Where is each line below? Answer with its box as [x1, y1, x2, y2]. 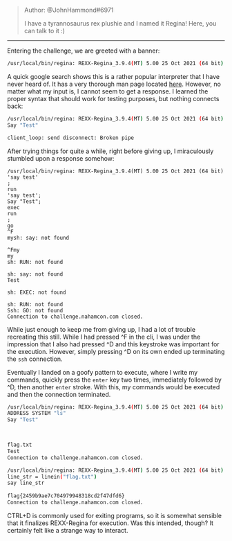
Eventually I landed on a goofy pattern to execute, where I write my [7, 368, 198, 376]
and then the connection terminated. [7, 390, 111, 398]
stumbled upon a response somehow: [7, 154, 115, 162]
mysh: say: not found [7, 234, 70, 241]
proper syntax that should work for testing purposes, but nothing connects [7, 94, 220, 103]
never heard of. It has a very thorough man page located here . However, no [7, 80, 221, 88]
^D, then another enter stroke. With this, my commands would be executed [7, 382, 220, 391]
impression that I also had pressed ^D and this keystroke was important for [7, 339, 220, 348]
